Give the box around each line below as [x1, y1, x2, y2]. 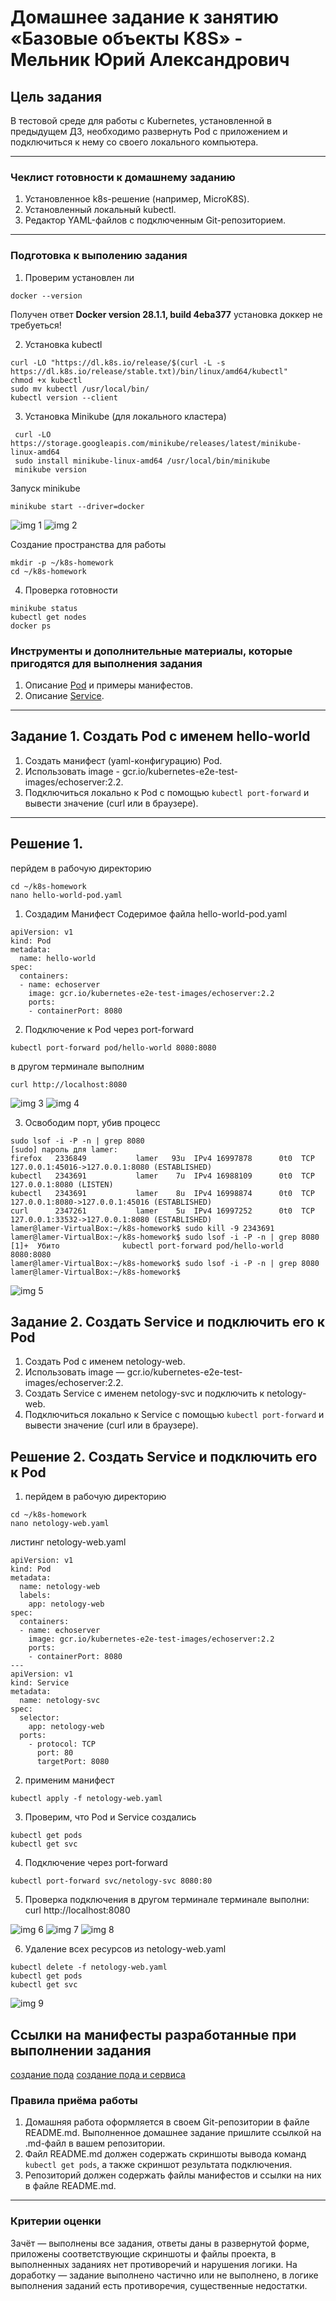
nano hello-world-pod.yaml [10, 890, 123, 900]
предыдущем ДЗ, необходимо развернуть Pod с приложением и [10, 126, 288, 137]
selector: [19, 1713, 60, 1723]
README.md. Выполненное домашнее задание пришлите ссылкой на [24, 2127, 322, 2139]
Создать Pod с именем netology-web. [24, 1356, 186, 1368]
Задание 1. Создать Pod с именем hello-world [10, 728, 311, 745]
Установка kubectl [24, 338, 103, 350]
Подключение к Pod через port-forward [24, 1023, 195, 1035]
